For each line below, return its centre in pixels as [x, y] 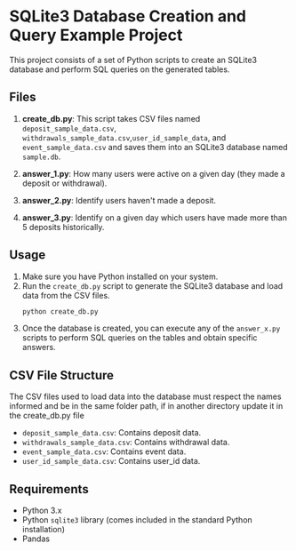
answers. [39, 347]
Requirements [49, 489]
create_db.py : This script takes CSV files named [111, 118]
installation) [43, 530]
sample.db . [41, 156]
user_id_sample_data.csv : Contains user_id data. [111, 461]
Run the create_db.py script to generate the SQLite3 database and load [152, 285]
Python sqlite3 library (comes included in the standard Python [137, 520]
